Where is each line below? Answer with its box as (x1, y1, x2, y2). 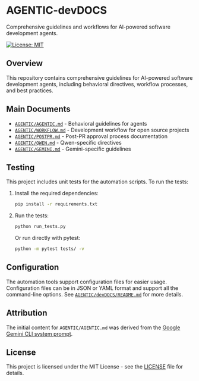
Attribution (6, 308, 48, 318)
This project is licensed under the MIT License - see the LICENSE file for (6, 363, 183, 370)
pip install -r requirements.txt (14, 201, 98, 207)
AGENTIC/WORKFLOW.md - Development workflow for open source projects (14, 126, 189, 133)
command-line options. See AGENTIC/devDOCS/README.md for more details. (6, 291, 183, 298)
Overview (6, 58, 43, 68)
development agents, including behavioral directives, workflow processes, (6, 80, 188, 88)
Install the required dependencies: (14, 190, 99, 197)
